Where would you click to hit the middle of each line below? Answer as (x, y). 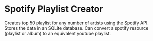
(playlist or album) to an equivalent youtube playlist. (58, 33)
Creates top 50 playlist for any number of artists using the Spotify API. (76, 23)
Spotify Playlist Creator (54, 9)
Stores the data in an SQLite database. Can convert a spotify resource (76, 28)
